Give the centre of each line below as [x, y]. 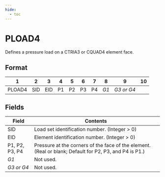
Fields [15, 107]
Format [16, 68]
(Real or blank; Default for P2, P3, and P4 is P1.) [89, 151]
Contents [96, 121]
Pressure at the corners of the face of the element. [92, 146]
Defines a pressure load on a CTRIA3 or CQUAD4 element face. [69, 52]
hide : [11, 10]
